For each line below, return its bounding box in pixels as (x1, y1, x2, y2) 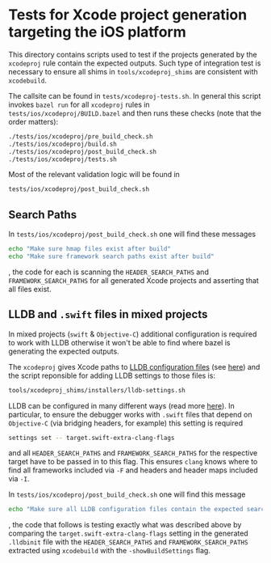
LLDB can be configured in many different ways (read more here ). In (8, 400, 236, 410)
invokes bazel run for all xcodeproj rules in (8, 99, 151, 109)
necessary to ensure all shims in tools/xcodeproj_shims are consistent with (8, 66, 258, 76)
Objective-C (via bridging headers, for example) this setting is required (8, 418, 244, 428)
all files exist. (8, 284, 52, 294)
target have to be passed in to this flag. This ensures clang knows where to (8, 457, 258, 467)
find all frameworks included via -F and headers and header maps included (8, 465, 258, 475)
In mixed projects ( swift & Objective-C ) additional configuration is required (8, 329, 257, 339)
